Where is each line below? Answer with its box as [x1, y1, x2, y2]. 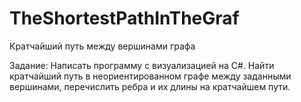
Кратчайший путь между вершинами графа [9, 40, 196, 52]
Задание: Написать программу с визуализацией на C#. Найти [9, 59, 275, 71]
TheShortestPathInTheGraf [9, 7, 240, 30]
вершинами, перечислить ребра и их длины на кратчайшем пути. [9, 80, 291, 92]
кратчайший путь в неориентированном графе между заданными [9, 70, 292, 82]
